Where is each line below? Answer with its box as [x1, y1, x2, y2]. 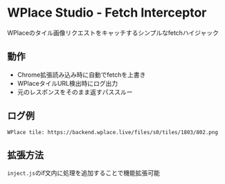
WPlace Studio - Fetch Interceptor [7, 5, 207, 21]
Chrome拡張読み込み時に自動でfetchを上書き [17, 71, 146, 79]
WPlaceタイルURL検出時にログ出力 [17, 79, 118, 87]
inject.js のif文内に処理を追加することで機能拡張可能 [7, 169, 161, 177]
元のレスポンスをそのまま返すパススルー [17, 88, 133, 96]
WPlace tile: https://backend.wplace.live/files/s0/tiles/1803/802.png [7, 129, 218, 136]
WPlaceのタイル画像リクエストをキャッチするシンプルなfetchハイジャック [7, 28, 219, 37]
